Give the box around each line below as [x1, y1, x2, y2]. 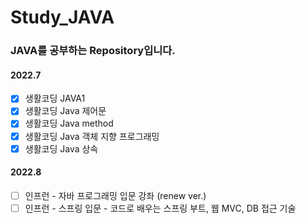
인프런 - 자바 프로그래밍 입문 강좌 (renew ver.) [24, 189, 207, 201]
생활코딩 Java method [24, 117, 114, 130]
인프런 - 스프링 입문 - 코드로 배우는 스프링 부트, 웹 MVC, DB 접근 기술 [24, 202, 297, 214]
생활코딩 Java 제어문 [24, 105, 107, 117]
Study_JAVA [10, 6, 115, 29]
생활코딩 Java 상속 [24, 142, 99, 155]
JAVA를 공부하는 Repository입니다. [10, 44, 176, 58]
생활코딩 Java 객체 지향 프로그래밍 [24, 130, 160, 142]
